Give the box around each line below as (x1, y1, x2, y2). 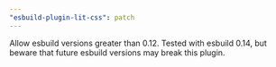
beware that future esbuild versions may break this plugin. (9, 46, 225, 58)
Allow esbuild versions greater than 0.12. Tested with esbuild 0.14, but (9, 38, 268, 48)
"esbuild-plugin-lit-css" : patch (9, 13, 135, 22)
